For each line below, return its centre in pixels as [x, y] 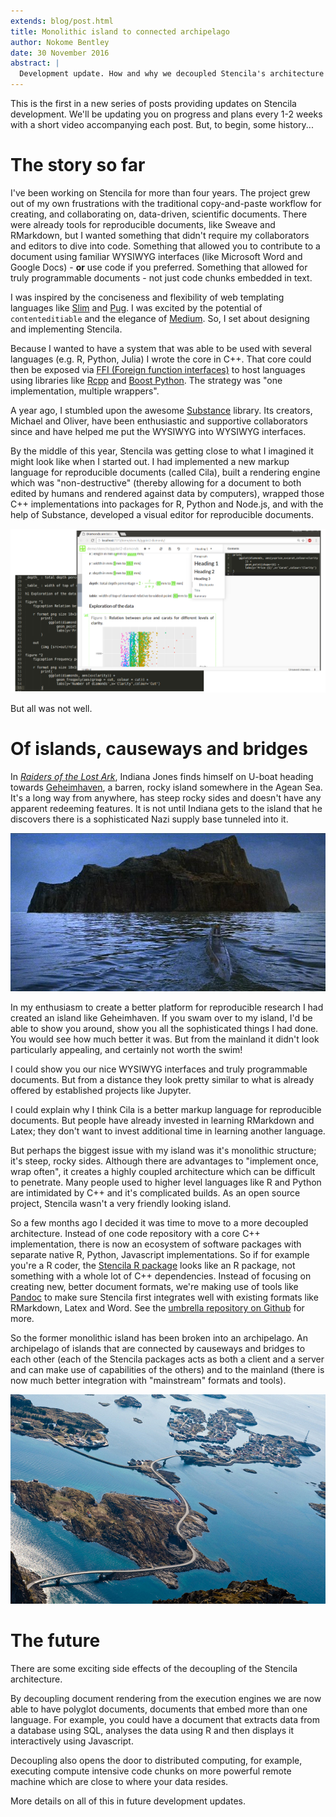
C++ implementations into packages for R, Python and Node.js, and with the [167, 504]
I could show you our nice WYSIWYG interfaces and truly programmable [159, 1069]
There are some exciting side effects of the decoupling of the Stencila [154, 1669]
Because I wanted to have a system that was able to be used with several [161, 348]
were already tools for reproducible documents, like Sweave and [143, 224]
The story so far [78, 165]
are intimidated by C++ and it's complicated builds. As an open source [155, 1193]
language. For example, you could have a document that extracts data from [165, 1720]
